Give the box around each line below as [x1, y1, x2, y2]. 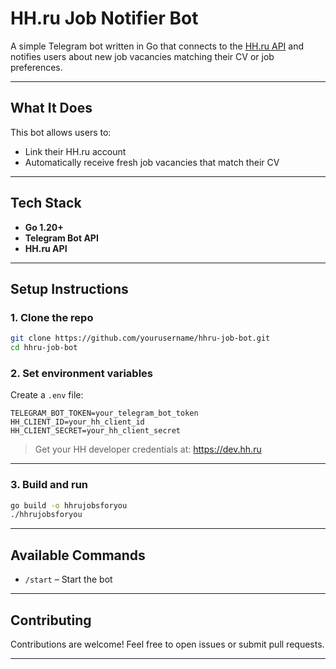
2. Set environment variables [10, 366, 154, 380]
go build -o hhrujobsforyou [10, 500, 128, 511]
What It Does [10, 100, 93, 117]
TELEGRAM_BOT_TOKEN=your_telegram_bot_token [10, 408, 199, 419]
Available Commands [10, 547, 146, 564]
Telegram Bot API [24, 232, 99, 244]
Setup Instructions [10, 280, 129, 297]
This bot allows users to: [10, 126, 112, 138]
